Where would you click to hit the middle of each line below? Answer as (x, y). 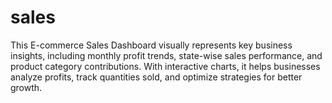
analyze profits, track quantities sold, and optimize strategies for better (156, 77)
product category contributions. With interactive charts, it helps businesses (165, 66)
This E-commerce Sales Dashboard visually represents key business (151, 45)
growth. (26, 87)
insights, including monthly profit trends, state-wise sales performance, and (166, 55)
